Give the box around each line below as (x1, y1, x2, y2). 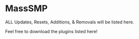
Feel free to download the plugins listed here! (5, 28, 98, 34)
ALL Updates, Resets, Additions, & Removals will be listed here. (5, 19, 135, 25)
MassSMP (5, 3, 48, 14)
